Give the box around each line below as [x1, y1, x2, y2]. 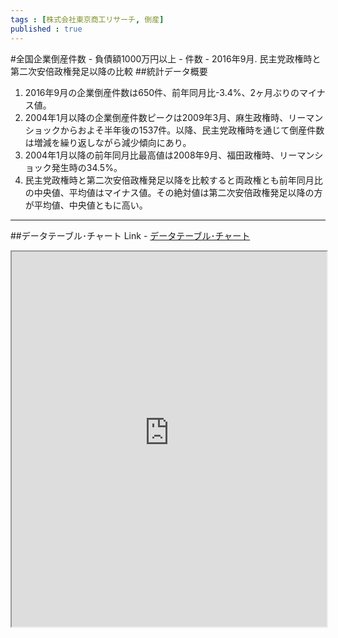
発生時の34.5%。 [51, 161, 123, 173]
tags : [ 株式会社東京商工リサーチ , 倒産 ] [10, 14, 165, 25]
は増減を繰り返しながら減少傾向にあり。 [24, 136, 192, 148]
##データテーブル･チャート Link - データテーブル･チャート [10, 229, 251, 241]
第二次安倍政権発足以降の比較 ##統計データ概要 [10, 65, 208, 77]
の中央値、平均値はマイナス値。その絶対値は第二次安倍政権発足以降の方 [24, 186, 323, 198]
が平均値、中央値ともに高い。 [24, 199, 148, 211]
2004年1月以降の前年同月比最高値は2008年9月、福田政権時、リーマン [24, 149, 315, 161]
